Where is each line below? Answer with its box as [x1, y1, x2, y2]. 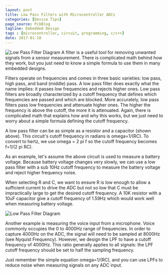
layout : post [5, 7, 33, 13]
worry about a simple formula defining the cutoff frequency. [5, 118, 129, 124]
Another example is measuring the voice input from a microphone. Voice [5, 220, 155, 226]
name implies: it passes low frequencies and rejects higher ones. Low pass [5, 86, 160, 92]
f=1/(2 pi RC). [5, 144, 33, 150]
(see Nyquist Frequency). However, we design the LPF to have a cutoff [5, 236, 151, 242]
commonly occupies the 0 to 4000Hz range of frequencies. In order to [5, 225, 151, 232]
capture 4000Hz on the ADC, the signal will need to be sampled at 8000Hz [5, 231, 160, 237]
